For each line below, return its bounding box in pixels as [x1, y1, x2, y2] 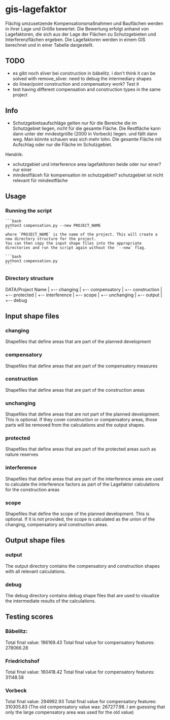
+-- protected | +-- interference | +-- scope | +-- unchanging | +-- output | [5, 292, 162, 298]
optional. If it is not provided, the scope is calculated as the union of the [5, 516, 155, 522]
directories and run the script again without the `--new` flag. [5, 245, 146, 251]
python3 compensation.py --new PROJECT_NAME [5, 223, 101, 228]
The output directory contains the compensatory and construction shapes [5, 563, 160, 569]
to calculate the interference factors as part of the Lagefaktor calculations [5, 481, 160, 487]
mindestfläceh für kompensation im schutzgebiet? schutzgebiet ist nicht [12, 172, 163, 178]
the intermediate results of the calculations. [5, 598, 96, 604]
